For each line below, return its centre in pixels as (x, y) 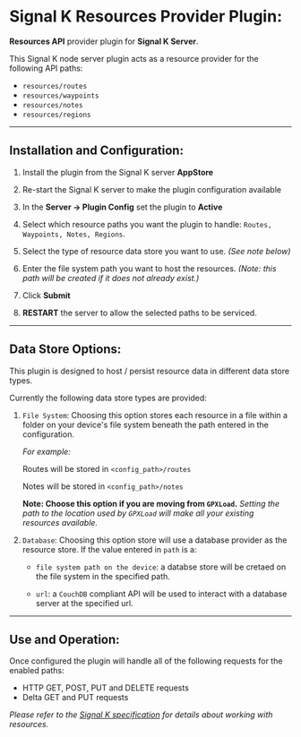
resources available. (60, 522)
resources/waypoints (60, 96)
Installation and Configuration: (96, 151)
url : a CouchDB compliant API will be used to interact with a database (161, 594)
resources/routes (55, 86)
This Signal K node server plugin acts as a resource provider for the (134, 58)
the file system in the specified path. (103, 576)
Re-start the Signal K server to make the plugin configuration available (152, 189)
